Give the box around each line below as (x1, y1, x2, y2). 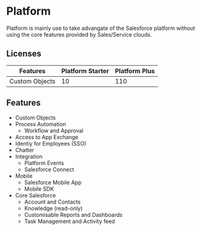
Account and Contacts (24, 198, 81, 205)
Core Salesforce (15, 191, 56, 199)
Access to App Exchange (15, 133, 79, 141)
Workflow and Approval (24, 127, 84, 134)
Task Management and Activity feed (24, 218, 115, 225)
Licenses (6, 49, 41, 59)
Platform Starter (61, 66, 110, 75)
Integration (15, 152, 43, 160)
